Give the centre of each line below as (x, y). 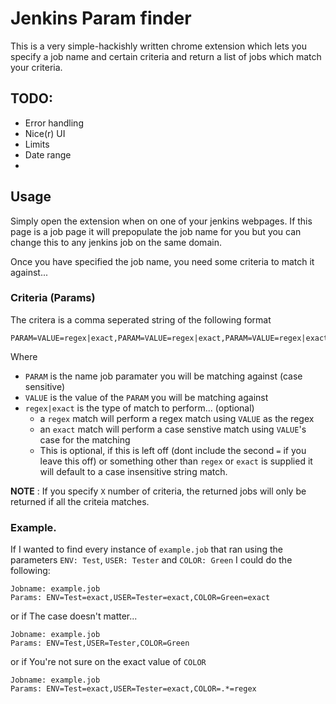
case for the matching (85, 439)
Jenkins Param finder (101, 18)
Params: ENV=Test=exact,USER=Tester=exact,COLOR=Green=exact (140, 598)
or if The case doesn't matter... (74, 616)
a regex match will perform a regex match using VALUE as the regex (177, 418)
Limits (37, 144)
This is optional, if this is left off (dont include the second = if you (173, 450)
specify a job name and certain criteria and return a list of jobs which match (166, 56)
